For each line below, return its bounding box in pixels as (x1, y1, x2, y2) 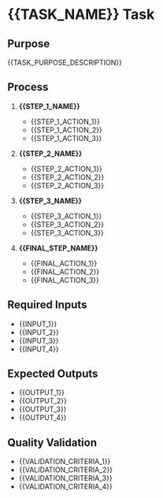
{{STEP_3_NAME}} (18, 195, 82, 206)
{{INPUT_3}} (18, 336, 59, 345)
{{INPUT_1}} (18, 319, 57, 329)
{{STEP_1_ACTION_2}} (30, 124, 103, 135)
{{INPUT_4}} (18, 344, 60, 354)
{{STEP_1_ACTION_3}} (30, 133, 102, 143)
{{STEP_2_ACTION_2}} (30, 172, 105, 182)
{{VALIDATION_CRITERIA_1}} (18, 457, 111, 466)
